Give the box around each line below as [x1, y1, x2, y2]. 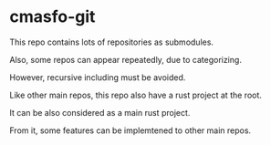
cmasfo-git [9, 6, 96, 27]
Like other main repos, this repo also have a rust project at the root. [9, 89, 263, 100]
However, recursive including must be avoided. [9, 71, 186, 83]
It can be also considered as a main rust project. [9, 107, 191, 118]
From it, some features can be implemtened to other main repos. [9, 125, 252, 136]
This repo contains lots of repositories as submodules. [9, 36, 214, 47]
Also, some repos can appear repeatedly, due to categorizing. [9, 54, 242, 65]
